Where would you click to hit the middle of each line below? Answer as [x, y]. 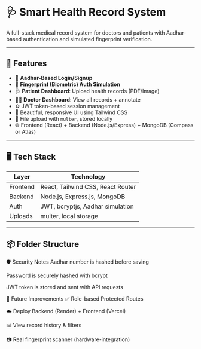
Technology [88, 176]
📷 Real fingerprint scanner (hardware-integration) [68, 339]
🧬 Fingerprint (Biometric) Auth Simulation [68, 84]
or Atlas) [25, 131]
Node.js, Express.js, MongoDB [83, 197]
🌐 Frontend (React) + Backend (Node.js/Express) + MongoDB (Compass [104, 125]
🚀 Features [27, 64]
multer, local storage [69, 216]
